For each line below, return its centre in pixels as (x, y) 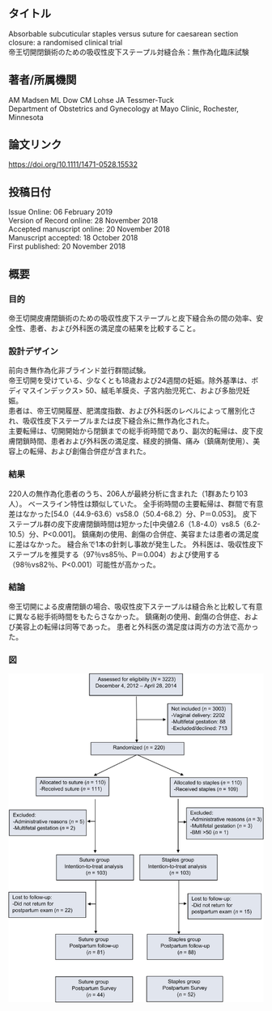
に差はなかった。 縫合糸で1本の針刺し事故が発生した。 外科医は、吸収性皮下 (136, 544)
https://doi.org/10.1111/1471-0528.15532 (73, 164)
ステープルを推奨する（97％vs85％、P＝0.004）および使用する (114, 554)
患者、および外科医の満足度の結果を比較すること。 (115, 328)
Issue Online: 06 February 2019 (61, 212)
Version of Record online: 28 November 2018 (83, 221)
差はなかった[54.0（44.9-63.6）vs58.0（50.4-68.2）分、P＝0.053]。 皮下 (133, 514)
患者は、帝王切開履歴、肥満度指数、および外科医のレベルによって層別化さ (132, 411)
